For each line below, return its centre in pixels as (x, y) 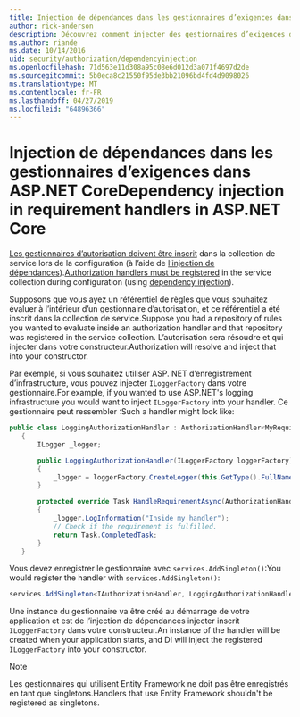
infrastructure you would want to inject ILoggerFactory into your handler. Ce (149, 402)
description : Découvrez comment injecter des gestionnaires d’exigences (147, 34)
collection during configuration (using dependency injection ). (122, 282)
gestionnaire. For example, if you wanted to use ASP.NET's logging (131, 393)
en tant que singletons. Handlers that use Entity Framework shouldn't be (141, 694)
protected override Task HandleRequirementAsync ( (131, 502)
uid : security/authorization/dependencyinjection (104, 59)
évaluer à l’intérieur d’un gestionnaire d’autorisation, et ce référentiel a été (145, 309)
